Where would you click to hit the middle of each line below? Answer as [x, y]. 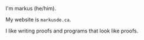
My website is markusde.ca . [38, 19]
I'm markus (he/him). [31, 8]
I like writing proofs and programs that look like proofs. [72, 31]
